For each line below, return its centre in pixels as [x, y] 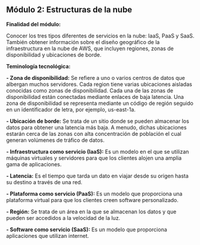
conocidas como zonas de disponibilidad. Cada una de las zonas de [90, 90]
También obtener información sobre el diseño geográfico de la [83, 42]
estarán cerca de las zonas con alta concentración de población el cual [94, 134]
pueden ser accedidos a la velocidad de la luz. [63, 218]
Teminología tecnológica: [38, 66]
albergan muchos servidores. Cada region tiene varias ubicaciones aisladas [99, 84]
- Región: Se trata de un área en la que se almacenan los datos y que [91, 212]
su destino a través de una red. [44, 182]
